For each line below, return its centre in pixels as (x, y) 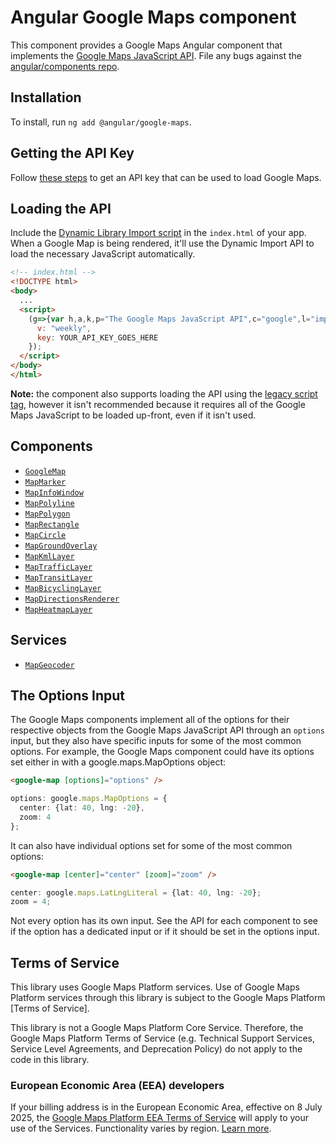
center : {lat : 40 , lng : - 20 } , (82, 808)
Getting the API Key (72, 153)
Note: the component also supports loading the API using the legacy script (164, 393)
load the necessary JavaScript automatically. (103, 254)
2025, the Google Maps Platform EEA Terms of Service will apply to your (160, 1118)
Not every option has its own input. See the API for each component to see (164, 921)
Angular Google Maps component (153, 17)
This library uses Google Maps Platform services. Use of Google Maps (155, 987)
